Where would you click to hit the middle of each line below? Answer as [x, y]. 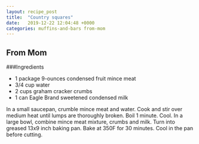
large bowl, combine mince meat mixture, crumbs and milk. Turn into [91, 122]
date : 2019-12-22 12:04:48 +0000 [50, 23]
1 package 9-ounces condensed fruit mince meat [75, 79]
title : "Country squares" [40, 17]
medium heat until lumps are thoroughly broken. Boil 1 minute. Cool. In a [95, 116]
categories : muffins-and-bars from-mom [56, 28]
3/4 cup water [32, 85]
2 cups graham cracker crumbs [53, 91]
